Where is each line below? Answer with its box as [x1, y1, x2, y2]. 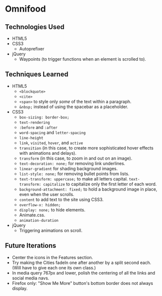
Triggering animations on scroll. [19, 227, 83, 233]
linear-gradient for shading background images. [19, 165, 118, 171]
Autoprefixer [19, 46, 44, 51]
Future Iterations [5, 242, 57, 250]
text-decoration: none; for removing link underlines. [19, 160, 126, 166]
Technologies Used [5, 23, 64, 31]
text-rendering [19, 120, 50, 125]
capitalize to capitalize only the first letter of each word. [43, 181, 157, 187]
